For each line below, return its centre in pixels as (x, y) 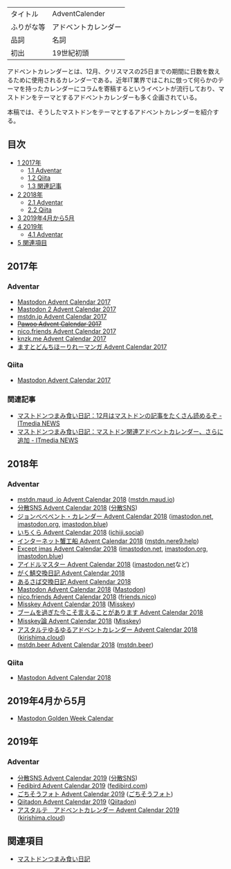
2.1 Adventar (45, 202)
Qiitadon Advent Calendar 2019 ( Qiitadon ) (77, 801)
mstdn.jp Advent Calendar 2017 (62, 316)
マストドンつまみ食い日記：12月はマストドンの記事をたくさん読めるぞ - (120, 416)
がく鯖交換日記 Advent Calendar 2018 (71, 573)
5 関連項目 (32, 242)
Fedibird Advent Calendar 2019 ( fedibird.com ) (82, 785)
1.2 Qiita (39, 177)
